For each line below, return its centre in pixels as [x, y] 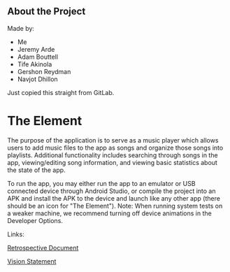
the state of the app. [36, 170]
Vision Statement [32, 261]
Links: [16, 234]
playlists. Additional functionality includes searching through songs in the [113, 155]
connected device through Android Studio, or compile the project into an [112, 191]
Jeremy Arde [36, 49]
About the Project [46, 12]
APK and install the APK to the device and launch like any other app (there [114, 198]
